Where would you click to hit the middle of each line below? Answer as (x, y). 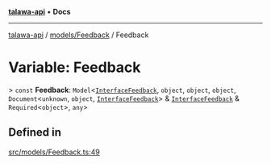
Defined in (35, 132)
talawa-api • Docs (40, 12)
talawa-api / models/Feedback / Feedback (79, 35)
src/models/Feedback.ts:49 (54, 152)
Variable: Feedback (75, 67)
